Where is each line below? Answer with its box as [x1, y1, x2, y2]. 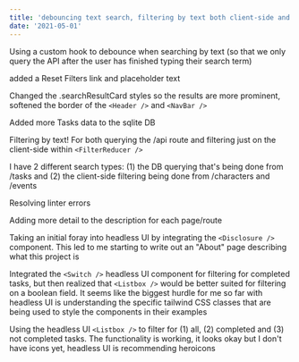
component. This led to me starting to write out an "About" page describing [9, 241, 287, 252]
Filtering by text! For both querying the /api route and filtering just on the [9, 134, 277, 145]
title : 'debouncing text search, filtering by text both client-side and [9, 13, 291, 22]
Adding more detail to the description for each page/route [9, 215, 222, 225]
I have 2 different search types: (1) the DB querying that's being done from [9, 161, 284, 172]
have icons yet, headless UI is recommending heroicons [9, 342, 217, 353]
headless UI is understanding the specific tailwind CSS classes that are [9, 297, 271, 307]
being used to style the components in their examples [9, 306, 208, 317]
